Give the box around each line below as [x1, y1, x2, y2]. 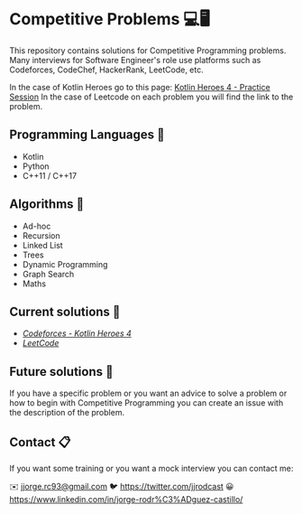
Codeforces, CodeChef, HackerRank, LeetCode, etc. [9, 64, 205, 75]
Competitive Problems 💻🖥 [9, 9, 210, 30]
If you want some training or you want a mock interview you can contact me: [9, 463, 294, 473]
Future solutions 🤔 [9, 364, 114, 379]
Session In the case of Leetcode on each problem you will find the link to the [9, 91, 294, 102]
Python [22, 161, 50, 172]
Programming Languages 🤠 [9, 127, 165, 143]
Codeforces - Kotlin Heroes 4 [22, 328, 133, 339]
